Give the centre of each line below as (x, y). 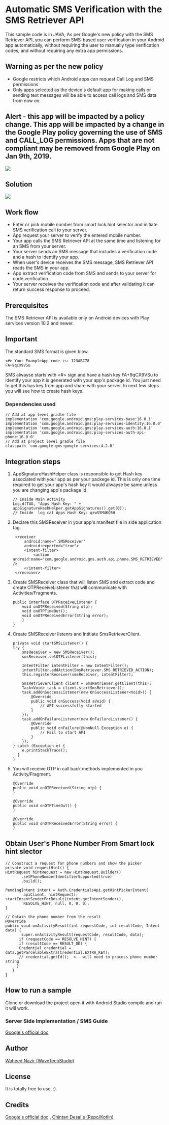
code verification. (31, 279)
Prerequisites (27, 305)
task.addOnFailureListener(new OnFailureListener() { (80, 719)
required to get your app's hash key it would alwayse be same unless (85, 485)
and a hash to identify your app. (46, 257)
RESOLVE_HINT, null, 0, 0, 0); (57, 903)
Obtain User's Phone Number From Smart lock (80, 843)
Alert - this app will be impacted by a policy (75, 116)
